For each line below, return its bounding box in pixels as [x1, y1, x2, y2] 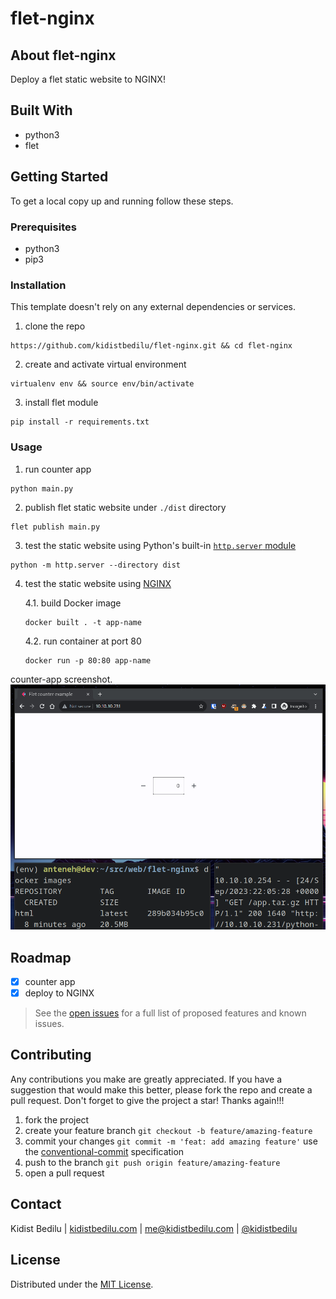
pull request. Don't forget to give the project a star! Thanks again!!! [10, 1094, 285, 1106]
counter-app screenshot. [10, 673, 113, 685]
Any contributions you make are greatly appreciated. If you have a [10, 1073, 282, 1085]
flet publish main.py [10, 522, 101, 532]
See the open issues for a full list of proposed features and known [34, 1007, 307, 1019]
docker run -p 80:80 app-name [24, 655, 152, 666]
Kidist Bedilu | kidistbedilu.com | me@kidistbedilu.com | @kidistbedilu [10, 1222, 298, 1234]
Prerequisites [10, 220, 77, 234]
